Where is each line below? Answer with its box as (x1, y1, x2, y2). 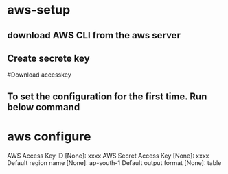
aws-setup (7, 2, 71, 18)
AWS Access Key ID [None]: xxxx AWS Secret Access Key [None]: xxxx (7, 151, 209, 160)
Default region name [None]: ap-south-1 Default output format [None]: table (7, 158, 222, 166)
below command (7, 101, 80, 113)
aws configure (7, 129, 91, 144)
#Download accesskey (7, 71, 72, 79)
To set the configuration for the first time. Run (7, 90, 207, 102)
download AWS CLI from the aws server (7, 29, 181, 41)
